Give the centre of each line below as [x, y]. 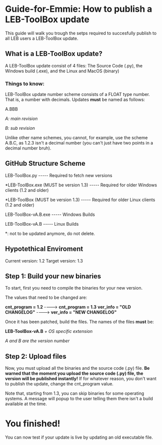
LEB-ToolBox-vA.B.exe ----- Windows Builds [50, 214]
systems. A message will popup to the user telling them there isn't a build [79, 399]
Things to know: [25, 84]
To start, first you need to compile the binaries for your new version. [74, 288]
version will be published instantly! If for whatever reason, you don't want [81, 379]
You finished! [33, 424]
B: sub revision [20, 128]
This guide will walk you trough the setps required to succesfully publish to [81, 33]
